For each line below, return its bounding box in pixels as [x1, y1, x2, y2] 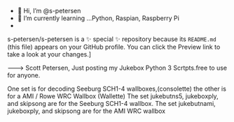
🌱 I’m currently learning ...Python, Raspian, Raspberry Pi [17, 14, 180, 22]
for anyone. [7, 71, 41, 79]
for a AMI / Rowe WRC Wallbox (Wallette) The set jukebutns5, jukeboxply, [7, 92, 219, 100]
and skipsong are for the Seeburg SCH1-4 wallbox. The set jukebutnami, [7, 100, 216, 107]
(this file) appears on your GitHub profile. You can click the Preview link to [7, 43, 221, 51]
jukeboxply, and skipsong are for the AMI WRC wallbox [7, 107, 166, 115]
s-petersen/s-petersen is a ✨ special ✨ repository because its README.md [7, 35, 216, 43]
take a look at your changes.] [7, 50, 92, 59]
